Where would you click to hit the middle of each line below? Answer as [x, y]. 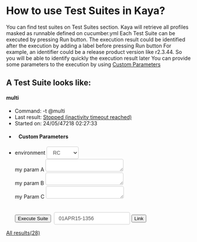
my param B [29, 183]
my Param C [30, 196]
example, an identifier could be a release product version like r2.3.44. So [94, 52]
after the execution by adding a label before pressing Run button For [89, 46]
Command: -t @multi [40, 111]
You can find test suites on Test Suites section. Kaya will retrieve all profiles [97, 27]
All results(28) [23, 233]
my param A [29, 169]
